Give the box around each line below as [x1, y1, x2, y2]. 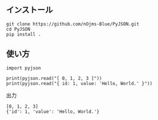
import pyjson [6, 65, 42, 71]
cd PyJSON [6, 26, 31, 32]
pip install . [6, 31, 42, 37]
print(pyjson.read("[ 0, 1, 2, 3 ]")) [6, 75, 102, 81]
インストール [6, 5, 53, 15]
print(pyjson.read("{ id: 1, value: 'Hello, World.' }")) [6, 80, 153, 86]
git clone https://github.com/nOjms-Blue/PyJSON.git [6, 21, 140, 27]
